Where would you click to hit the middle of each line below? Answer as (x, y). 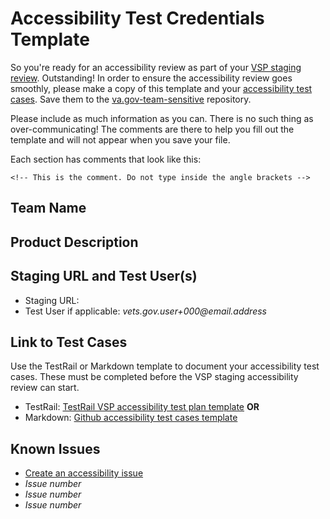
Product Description (74, 242)
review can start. (45, 388)
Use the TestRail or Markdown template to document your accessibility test (165, 366)
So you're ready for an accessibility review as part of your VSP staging (156, 67)
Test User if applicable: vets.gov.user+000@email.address (145, 311)
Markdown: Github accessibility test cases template (131, 418)
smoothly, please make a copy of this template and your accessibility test (161, 88)
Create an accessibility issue (84, 473)
